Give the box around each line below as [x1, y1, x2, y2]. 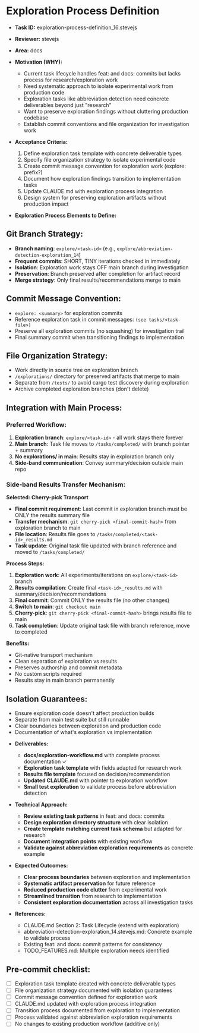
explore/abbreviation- [116, 245, 173, 252]
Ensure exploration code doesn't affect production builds [14, 710, 154, 717]
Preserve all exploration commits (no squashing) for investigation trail [14, 327, 185, 334]
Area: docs [14, 46, 43, 54]
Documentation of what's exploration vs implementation [14, 729, 152, 736]
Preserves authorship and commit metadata [14, 664, 122, 671]
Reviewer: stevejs [14, 35, 59, 42]
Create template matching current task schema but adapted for [23, 825, 182, 833]
